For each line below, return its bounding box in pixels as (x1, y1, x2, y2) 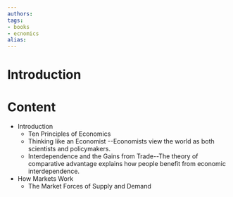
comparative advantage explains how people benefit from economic (27, 160, 227, 168)
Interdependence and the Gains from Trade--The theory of (27, 152, 199, 160)
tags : (7, 17, 23, 24)
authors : (7, 10, 33, 18)
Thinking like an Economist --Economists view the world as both (27, 137, 215, 146)
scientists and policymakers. (27, 145, 111, 153)
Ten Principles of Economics (27, 129, 111, 138)
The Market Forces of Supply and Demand (27, 182, 151, 191)
